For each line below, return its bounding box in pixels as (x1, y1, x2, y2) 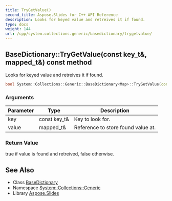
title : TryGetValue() (5, 7, 52, 13)
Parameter (8, 107, 34, 114)
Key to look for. (74, 116, 111, 123)
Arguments (5, 94, 34, 101)
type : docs (5, 21, 29, 27)
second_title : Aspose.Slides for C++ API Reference (5, 12, 118, 17)
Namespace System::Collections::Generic (12, 185, 101, 191)
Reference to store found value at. (74, 124, 156, 131)
